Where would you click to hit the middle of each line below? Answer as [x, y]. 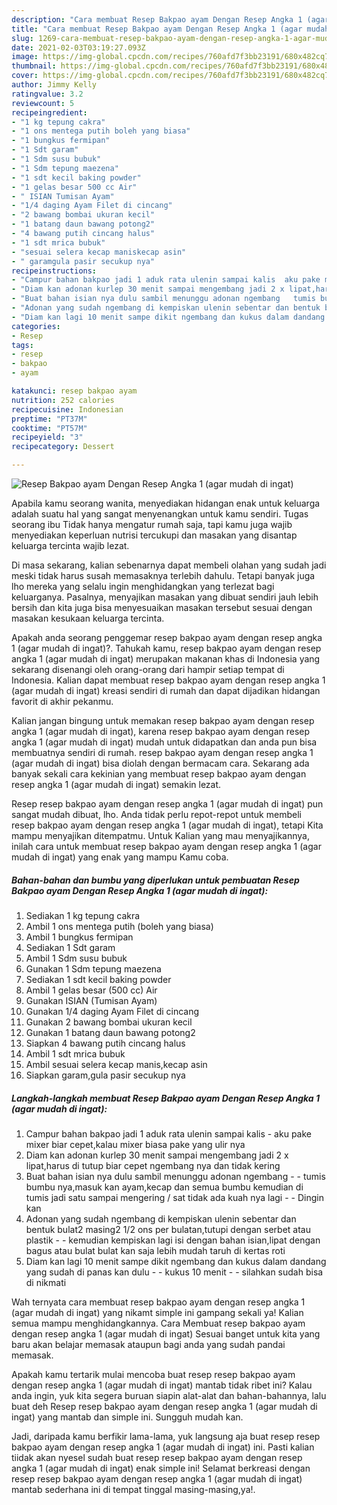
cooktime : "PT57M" [49, 428]
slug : [22, 38]
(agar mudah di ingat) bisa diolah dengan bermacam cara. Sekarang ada [160, 763]
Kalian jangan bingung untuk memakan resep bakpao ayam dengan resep [163, 720]
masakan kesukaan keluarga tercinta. [88, 618]
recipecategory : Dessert [63, 447]
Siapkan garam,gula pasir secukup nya [105, 1075]
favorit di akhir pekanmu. [62, 701]
